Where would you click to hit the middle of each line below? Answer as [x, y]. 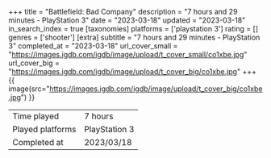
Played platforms [44, 129]
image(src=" [29, 89]
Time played [36, 116]
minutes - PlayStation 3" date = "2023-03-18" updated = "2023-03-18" [127, 20]
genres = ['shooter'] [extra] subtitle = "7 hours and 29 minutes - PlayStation [134, 37]
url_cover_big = [34, 63]
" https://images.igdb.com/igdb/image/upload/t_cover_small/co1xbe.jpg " [128, 54]
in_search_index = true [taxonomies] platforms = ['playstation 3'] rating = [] [133, 29]
